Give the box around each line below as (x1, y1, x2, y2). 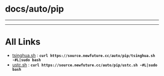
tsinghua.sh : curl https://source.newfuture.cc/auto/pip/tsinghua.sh (12, 52, 155, 58)
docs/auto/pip (5, 3, 64, 15)
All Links (5, 37, 41, 47)
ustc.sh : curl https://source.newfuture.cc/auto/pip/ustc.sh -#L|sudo (12, 62, 158, 68)
